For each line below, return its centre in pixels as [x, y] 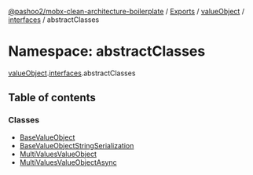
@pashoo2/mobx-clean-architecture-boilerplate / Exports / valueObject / [126, 11]
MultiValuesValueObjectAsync [68, 162]
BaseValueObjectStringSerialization [77, 145]
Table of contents [52, 98]
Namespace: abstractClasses [107, 51]
